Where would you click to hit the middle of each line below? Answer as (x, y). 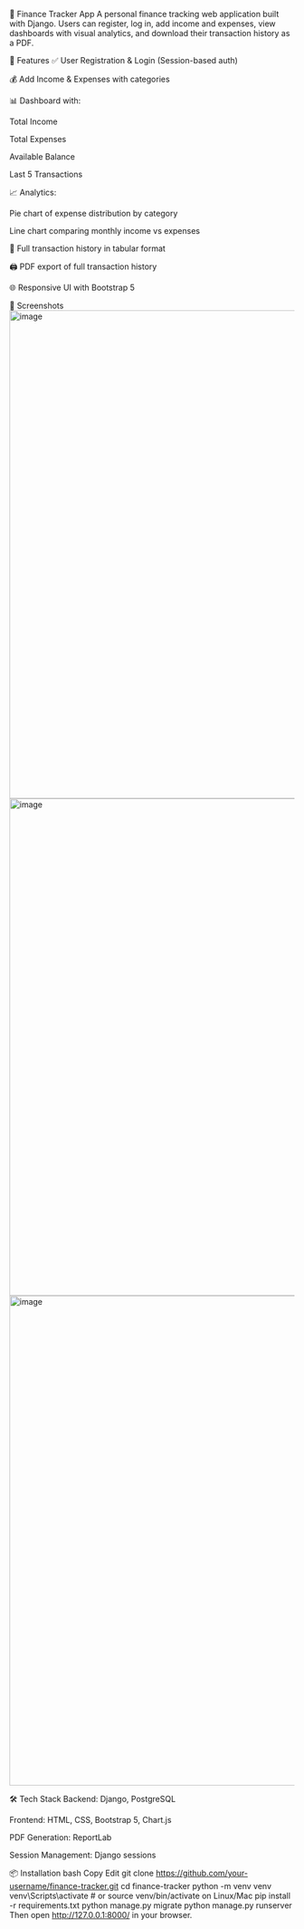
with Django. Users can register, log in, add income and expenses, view (142, 24)
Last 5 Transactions (46, 174)
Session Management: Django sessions (83, 1855)
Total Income (34, 121)
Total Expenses (38, 139)
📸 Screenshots (37, 305)
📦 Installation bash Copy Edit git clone (82, 1873)
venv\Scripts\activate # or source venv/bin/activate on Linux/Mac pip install (150, 1895)
